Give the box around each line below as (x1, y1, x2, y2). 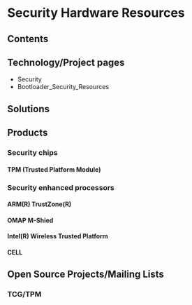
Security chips (7, 148, 58, 158)
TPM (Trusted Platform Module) (7, 165, 101, 173)
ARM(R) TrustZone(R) (7, 200, 72, 208)
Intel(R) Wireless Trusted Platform (7, 232, 108, 240)
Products (7, 127, 48, 139)
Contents (7, 33, 49, 45)
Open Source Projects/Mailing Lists (7, 269, 164, 280)
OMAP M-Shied (7, 216, 54, 224)
